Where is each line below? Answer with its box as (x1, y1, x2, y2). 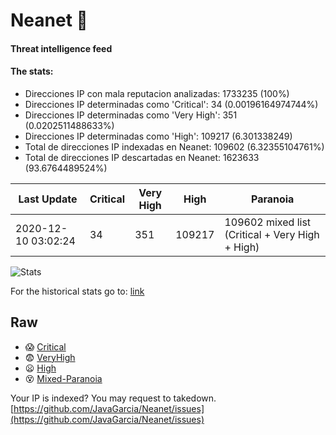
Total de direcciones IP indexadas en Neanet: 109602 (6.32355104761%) (24, 140, 325, 153)
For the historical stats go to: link (10, 285, 145, 297)
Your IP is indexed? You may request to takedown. (10, 392, 217, 404)
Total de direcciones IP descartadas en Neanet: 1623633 (24, 151, 260, 163)
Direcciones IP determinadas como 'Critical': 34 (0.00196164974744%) (24, 98, 319, 110)
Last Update (18, 192, 78, 206)
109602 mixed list (224, 215, 312, 229)
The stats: (10, 65, 54, 78)
